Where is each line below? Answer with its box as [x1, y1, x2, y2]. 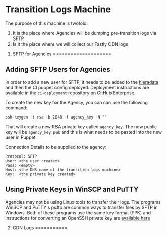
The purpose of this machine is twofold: [5, 20, 88, 26]
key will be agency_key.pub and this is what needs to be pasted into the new [5, 129, 162, 135]
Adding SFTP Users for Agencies [5, 65, 110, 74]
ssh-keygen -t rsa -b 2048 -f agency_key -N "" [5, 114, 107, 120]
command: [5, 105, 28, 111]
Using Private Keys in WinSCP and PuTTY [5, 185, 139, 194]
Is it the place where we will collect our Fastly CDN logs [12, 41, 128, 47]
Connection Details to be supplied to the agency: [5, 144, 107, 150]
